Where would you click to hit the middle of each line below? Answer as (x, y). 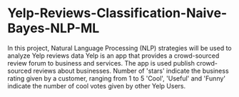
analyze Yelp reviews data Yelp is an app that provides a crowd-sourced (113, 56)
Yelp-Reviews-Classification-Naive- (117, 13)
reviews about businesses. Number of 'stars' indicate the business (131, 71)
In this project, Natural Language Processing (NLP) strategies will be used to (119, 48)
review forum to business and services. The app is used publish (101, 63)
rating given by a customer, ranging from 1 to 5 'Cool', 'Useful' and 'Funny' (117, 78)
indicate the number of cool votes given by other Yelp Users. (97, 86)
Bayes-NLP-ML (54, 28)
